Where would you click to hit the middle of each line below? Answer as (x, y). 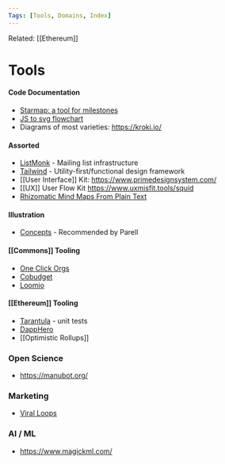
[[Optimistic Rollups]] (54, 337)
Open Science (36, 358)
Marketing (29, 396)
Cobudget (36, 276)
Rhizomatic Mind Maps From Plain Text (83, 197)
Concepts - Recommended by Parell (79, 232)
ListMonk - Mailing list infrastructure (79, 163)
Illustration (27, 214)
